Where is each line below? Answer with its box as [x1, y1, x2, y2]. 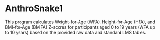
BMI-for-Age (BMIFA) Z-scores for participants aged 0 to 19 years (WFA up [5, 24, 155, 30]
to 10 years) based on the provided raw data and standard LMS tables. [5, 29, 146, 35]
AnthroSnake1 [5, 3, 63, 14]
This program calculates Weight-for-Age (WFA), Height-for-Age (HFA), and [5, 19, 155, 25]
